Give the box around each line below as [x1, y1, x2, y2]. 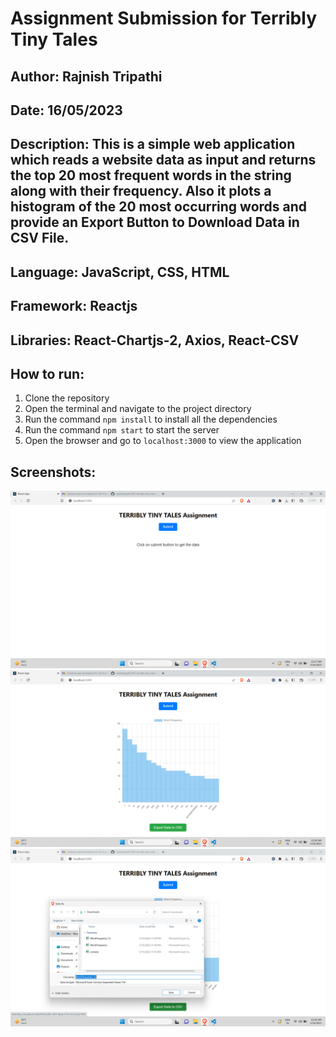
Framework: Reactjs [10, 298, 138, 315]
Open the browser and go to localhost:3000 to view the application [24, 435, 302, 447]
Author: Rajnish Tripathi [10, 68, 163, 85]
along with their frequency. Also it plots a [10, 183, 272, 200]
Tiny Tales [10, 28, 98, 51]
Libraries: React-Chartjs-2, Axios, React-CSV [10, 332, 300, 349]
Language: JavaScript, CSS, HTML [10, 263, 230, 281]
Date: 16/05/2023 [10, 102, 123, 119]
